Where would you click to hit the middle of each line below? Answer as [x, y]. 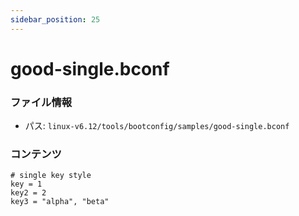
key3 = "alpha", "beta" [60, 202]
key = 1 [26, 184]
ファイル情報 [41, 102]
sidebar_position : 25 [55, 19]
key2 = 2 [28, 193]
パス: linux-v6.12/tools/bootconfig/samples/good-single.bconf [157, 126]
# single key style [51, 176]
